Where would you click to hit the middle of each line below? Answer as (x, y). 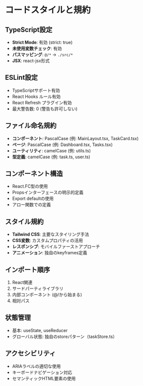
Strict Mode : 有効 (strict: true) (42, 42)
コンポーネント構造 (34, 174)
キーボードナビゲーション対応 (42, 372)
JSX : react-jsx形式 (31, 61)
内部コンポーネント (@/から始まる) (47, 295)
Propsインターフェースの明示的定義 (48, 193)
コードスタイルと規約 (48, 10)
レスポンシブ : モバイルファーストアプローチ (56, 247)
